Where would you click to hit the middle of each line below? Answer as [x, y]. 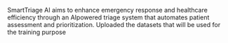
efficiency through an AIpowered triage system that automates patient [108, 17]
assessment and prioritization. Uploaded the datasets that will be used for [114, 25]
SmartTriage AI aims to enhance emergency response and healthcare [108, 10]
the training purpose [37, 32]
